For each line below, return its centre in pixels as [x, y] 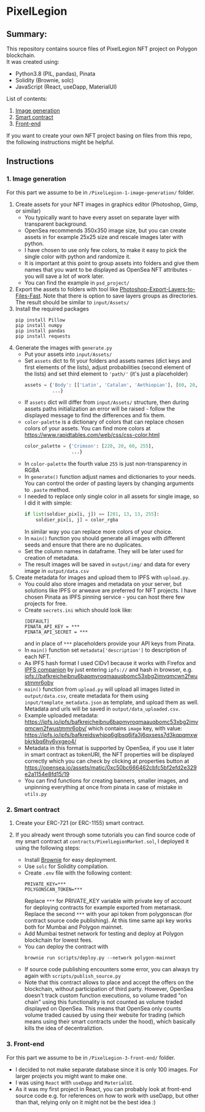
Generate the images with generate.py [64, 347]
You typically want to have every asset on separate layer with [102, 217]
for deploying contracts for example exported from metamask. [103, 907]
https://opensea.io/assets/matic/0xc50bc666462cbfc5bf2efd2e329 [110, 767]
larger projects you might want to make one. [71, 1076]
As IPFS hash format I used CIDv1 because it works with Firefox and [110, 663]
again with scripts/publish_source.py [73, 976]
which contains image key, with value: [135, 728]
